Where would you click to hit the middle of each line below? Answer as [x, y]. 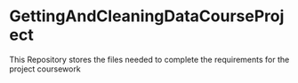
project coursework [45, 69]
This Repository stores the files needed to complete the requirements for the [149, 59]
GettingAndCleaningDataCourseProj [147, 16]
